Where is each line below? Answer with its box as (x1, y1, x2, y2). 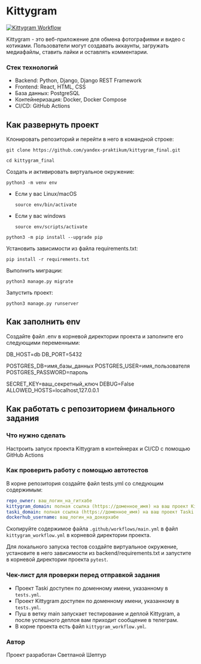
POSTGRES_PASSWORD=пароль (6, 368, 89, 375)
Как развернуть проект (6, 120, 99, 130)
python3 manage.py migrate (6, 278, 74, 285)
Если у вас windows (14, 213, 66, 220)
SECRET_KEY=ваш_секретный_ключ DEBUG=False (6, 380, 135, 387)
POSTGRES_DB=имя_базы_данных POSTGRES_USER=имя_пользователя (6, 362, 190, 369)
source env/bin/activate (14, 202, 77, 208)
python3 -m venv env (6, 180, 58, 186)
